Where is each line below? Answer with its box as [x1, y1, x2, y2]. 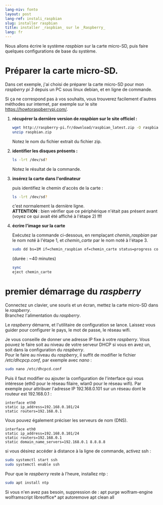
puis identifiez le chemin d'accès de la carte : [12, 185, 103, 191]
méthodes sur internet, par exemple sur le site [5, 101, 97, 107]
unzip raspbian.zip [12, 129, 52, 134]
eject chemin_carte [12, 270, 52, 275]
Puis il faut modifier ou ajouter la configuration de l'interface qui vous [5, 375, 144, 381]
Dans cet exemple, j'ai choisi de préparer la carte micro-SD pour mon [5, 81, 145, 87]
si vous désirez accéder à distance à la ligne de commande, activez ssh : [5, 448, 151, 454]
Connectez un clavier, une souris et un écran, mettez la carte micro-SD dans [5, 302, 159, 308]
